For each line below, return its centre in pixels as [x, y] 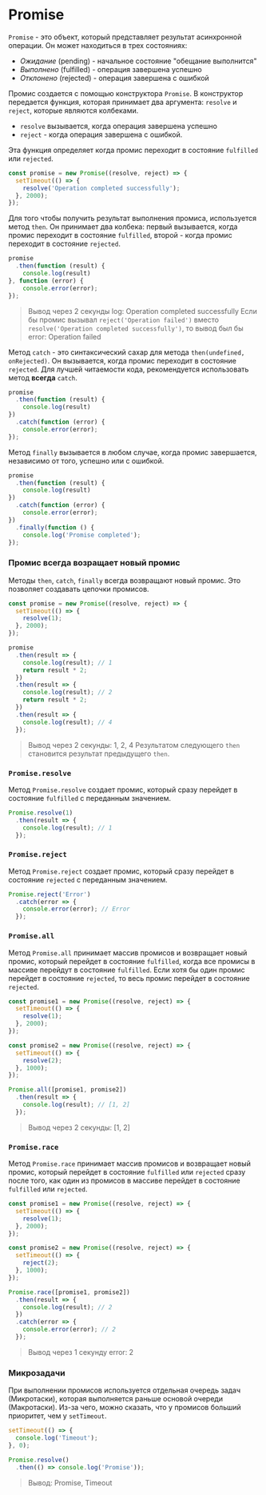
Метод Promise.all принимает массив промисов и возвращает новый [128, 952]
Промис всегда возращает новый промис [94, 563]
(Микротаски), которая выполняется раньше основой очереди [116, 1399]
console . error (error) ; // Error [76, 909]
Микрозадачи [37, 1372]
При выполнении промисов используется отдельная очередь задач [125, 1390]
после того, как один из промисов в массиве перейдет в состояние [125, 1181]
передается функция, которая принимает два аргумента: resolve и [123, 102]
